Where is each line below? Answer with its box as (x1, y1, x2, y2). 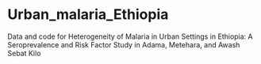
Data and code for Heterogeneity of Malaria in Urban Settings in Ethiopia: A (7, 32, 253, 41)
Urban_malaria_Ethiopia (7, 6, 169, 24)
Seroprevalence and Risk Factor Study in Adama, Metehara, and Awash (7, 40, 240, 49)
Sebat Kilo (7, 48, 41, 58)
